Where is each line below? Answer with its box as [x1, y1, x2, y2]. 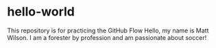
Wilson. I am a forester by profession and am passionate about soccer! [7, 33, 207, 41]
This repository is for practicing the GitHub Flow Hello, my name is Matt [7, 26, 209, 34]
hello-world [7, 4, 75, 20]
